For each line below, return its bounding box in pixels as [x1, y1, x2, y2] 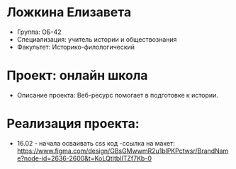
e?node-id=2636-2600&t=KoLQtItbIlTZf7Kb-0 [16, 153, 152, 163]
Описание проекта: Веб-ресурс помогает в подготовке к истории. [16, 91, 219, 99]
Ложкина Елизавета [6, 4, 132, 21]
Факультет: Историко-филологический [16, 42, 135, 51]
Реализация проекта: [6, 116, 140, 132]
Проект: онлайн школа [6, 68, 148, 83]
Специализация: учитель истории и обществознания [16, 35, 177, 43]
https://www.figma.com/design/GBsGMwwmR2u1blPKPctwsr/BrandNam [16, 146, 229, 155]
